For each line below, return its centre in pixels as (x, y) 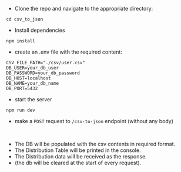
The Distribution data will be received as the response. (81, 156)
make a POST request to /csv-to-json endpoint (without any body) (94, 121)
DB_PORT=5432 (22, 88)
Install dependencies (40, 30)
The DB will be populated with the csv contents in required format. (95, 144)
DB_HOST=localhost (29, 78)
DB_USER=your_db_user (33, 68)
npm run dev (21, 110)
